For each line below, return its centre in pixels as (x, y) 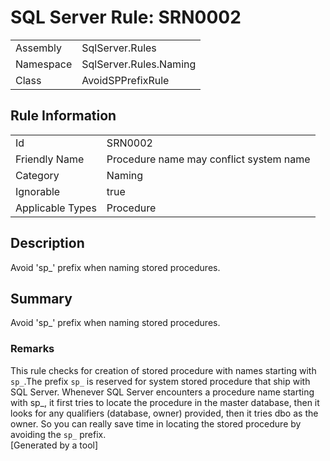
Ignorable (38, 191)
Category (37, 175)
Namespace (44, 64)
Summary (41, 298)
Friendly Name (50, 159)
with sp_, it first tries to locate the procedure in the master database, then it (165, 402)
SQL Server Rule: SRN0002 (126, 17)
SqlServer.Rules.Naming (139, 64)
